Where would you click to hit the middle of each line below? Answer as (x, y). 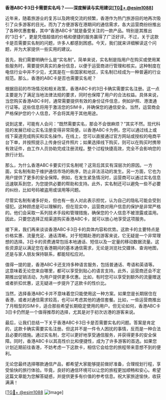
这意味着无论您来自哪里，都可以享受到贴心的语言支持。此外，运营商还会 (79, 271)
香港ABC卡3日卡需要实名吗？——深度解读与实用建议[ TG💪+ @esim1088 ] (79, 8)
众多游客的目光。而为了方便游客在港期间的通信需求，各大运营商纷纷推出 (87, 24)
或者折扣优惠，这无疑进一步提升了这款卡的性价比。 (57, 283)
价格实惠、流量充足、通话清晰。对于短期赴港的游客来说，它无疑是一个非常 (81, 236)
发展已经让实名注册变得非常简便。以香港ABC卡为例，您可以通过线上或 (85, 130)
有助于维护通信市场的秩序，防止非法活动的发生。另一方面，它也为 (94, 171)
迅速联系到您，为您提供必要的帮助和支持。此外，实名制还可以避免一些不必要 (83, 184)
